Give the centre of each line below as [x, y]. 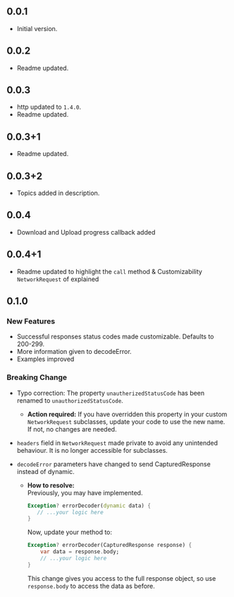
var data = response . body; [80, 552]
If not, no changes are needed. [72, 429]
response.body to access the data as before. [91, 586]
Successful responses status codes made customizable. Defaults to [115, 337]
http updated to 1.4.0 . [49, 107]
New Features [31, 321]
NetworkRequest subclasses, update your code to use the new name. [126, 421]
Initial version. [37, 28]
